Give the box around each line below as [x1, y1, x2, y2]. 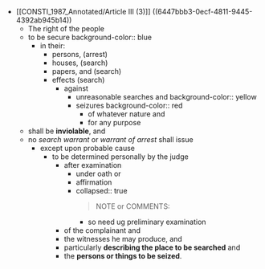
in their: [39, 41, 66, 51]
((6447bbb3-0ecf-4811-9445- [152, 7, 253, 16]
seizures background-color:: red [75, 100, 183, 110]
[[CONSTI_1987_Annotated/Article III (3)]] [15, 7, 151, 16]
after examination [63, 161, 122, 169]
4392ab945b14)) [15, 15, 72, 25]
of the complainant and [63, 226, 141, 235]
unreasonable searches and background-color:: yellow [75, 92, 257, 101]
